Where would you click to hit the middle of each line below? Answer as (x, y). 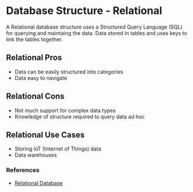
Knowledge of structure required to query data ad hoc (80, 116)
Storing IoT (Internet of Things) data (58, 149)
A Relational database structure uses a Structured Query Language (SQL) (94, 27)
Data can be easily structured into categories (69, 72)
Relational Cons (35, 97)
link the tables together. (35, 39)
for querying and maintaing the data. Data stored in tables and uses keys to (96, 33)
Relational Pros (34, 57)
